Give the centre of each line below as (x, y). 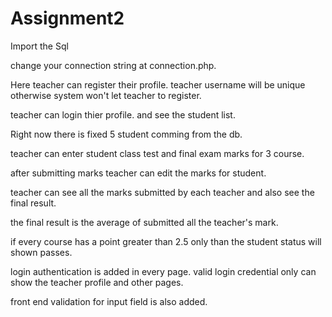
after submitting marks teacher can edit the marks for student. (138, 173)
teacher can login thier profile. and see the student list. (123, 114)
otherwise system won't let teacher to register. (106, 95)
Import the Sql (39, 46)
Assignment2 (67, 18)
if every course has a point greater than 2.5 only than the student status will (166, 241)
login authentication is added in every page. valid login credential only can (163, 271)
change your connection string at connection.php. (113, 65)
